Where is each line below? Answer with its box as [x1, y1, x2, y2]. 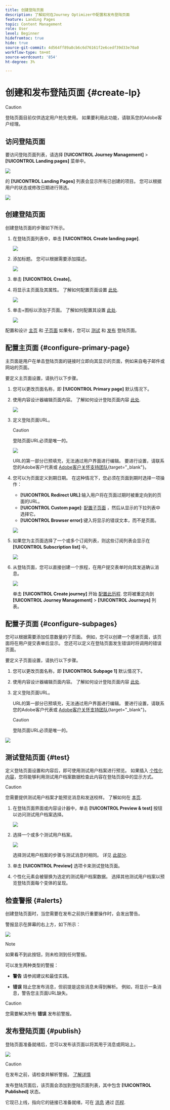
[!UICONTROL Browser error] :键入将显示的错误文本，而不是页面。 [20, 517, 159, 523]
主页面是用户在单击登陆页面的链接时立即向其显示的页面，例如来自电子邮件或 [5, 358, 165, 364]
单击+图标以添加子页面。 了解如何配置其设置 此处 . [12, 307, 117, 313]
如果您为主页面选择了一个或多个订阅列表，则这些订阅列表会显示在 [12, 538, 150, 544]
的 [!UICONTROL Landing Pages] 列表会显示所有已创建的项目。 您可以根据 [5, 178, 162, 184]
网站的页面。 [5, 364, 32, 370]
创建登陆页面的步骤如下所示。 [5, 224, 67, 231]
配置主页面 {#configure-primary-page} [5, 343, 130, 352]
